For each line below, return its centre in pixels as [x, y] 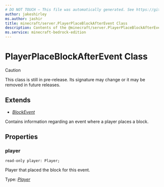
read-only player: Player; [32, 161]
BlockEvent [23, 112]
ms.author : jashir [24, 19]
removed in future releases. [33, 85]
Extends [18, 100]
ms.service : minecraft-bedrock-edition [46, 32]
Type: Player [18, 180]
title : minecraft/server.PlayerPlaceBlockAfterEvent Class [66, 23]
